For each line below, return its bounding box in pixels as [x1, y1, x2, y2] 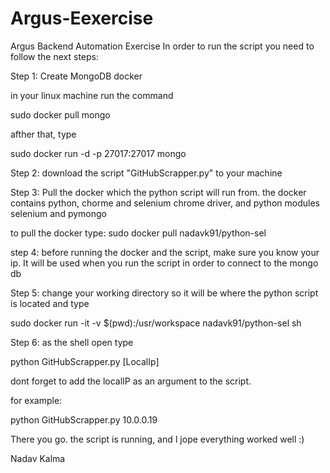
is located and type [10, 297, 90, 309]
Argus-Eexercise [10, 7, 154, 30]
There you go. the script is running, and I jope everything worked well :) [10, 433, 305, 445]
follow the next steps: [10, 50, 99, 62]
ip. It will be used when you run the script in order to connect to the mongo [10, 257, 319, 269]
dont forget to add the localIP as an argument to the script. [10, 375, 252, 387]
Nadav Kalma [10, 452, 66, 464]
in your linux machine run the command [10, 89, 174, 101]
